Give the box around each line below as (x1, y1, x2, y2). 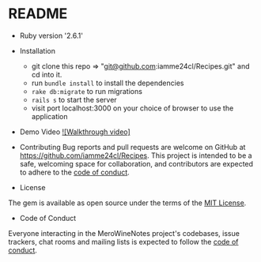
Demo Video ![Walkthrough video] (19, 127, 130, 137)
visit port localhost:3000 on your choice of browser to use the (31, 103, 234, 113)
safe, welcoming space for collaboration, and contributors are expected (19, 159, 254, 168)
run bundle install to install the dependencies (31, 78, 184, 88)
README (8, 5, 68, 23)
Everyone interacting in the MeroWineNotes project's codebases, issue (8, 228, 240, 238)
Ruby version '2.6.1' (19, 31, 83, 40)
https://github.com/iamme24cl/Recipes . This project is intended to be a (19, 151, 252, 160)
